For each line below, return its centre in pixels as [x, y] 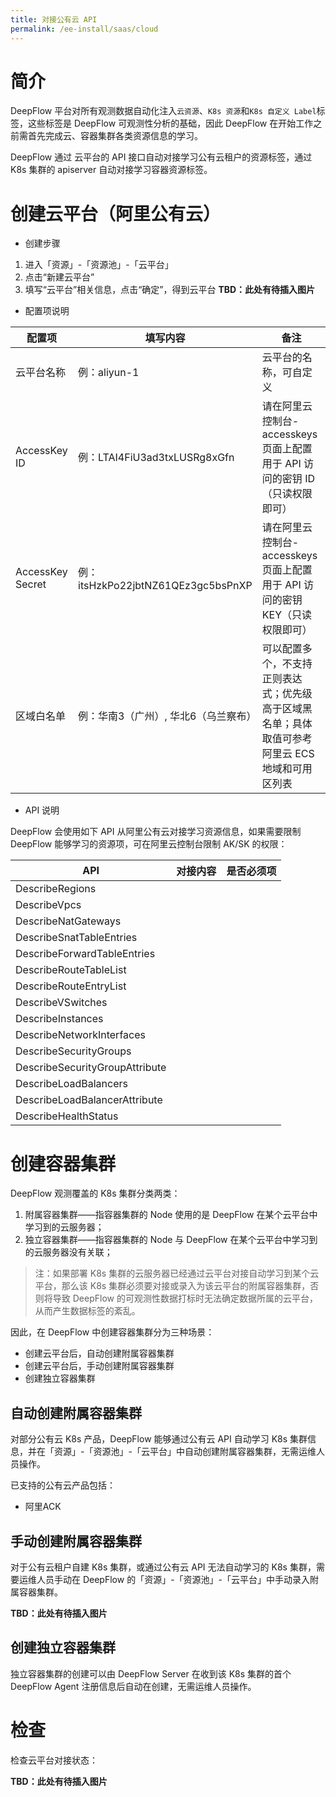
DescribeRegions [56, 889]
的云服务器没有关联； [68, 1252]
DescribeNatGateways [68, 921]
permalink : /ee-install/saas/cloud [84, 29]
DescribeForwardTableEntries [85, 954]
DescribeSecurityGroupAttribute [91, 1068]
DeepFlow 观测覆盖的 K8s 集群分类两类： [95, 1193]
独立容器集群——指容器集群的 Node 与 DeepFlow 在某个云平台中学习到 [171, 1240]
